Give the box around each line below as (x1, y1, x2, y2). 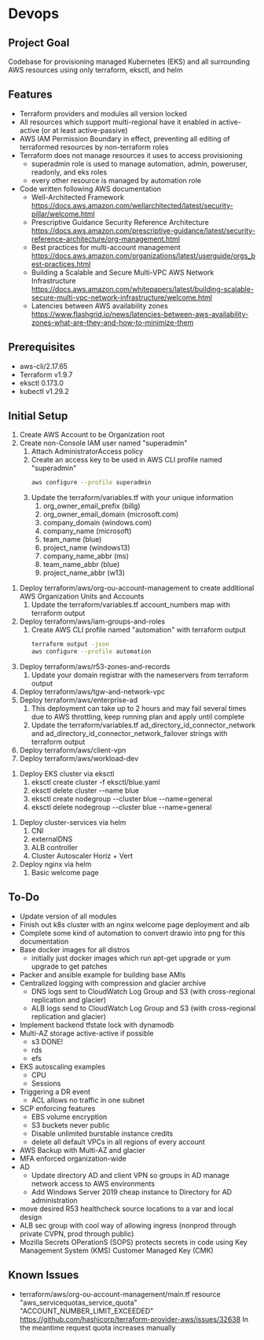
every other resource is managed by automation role (31, 175, 202, 185)
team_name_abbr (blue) (42, 560, 120, 569)
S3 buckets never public (31, 1120, 110, 1129)
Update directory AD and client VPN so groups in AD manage (31, 1170, 230, 1180)
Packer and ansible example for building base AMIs (19, 970, 186, 979)
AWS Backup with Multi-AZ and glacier (19, 1145, 145, 1154)
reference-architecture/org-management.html (31, 234, 181, 244)
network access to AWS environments (31, 1179, 156, 1188)
